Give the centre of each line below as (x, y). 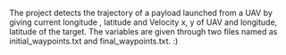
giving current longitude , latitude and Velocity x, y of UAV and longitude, (143, 22)
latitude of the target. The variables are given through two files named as (143, 31)
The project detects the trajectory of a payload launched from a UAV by (141, 13)
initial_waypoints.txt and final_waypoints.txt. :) (94, 41)
